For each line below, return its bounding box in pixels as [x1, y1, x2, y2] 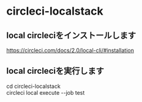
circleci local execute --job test [6, 89, 85, 96]
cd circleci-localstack [6, 82, 61, 90]
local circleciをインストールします [6, 30, 136, 40]
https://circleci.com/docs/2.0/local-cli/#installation [6, 47, 135, 54]
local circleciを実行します [6, 66, 104, 76]
